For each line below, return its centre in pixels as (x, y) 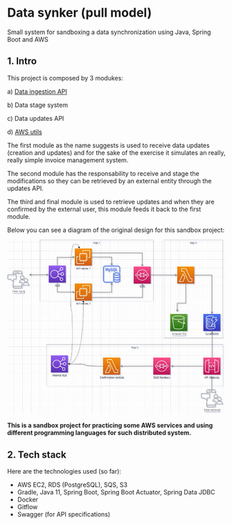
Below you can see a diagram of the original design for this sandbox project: (116, 230)
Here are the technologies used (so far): (64, 471)
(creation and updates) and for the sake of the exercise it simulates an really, (116, 152)
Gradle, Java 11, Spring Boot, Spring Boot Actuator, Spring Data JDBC (116, 492)
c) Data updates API (36, 118)
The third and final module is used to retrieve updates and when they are (111, 201)
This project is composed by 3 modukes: (65, 78)
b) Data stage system (37, 105)
